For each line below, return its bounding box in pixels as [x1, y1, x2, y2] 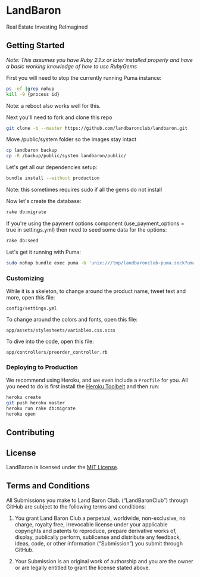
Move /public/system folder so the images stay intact [6, 136, 137, 143]
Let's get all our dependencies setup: [6, 164, 98, 171]
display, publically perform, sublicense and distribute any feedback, [14, 534, 182, 541]
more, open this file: [6, 294, 55, 301]
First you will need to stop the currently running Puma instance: [6, 74, 162, 81]
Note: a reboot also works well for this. [6, 102, 101, 109]
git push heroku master [6, 400, 65, 406]
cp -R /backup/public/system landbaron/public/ [6, 153, 127, 159]
